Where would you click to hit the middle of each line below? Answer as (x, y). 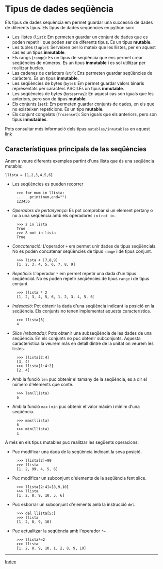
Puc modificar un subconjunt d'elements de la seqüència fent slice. (79, 478)
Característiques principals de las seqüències (76, 149)
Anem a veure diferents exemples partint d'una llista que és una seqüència (80, 161)
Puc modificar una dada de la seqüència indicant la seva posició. (77, 452)
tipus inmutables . (30, 119)
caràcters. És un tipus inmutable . (45, 78)
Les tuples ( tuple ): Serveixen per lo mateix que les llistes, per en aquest (84, 47)
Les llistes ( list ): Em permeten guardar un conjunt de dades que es (80, 37)
